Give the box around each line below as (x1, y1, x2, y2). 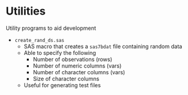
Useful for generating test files (23, 81, 101, 89)
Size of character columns (32, 75, 99, 82)
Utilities (6, 4, 46, 18)
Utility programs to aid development (6, 24, 96, 32)
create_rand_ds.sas (14, 37, 65, 43)
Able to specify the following (23, 49, 96, 56)
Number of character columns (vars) (32, 68, 126, 76)
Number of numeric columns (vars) (32, 62, 122, 69)
